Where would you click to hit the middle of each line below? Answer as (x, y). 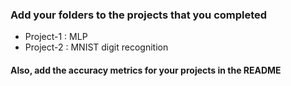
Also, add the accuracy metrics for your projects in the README (146, 70)
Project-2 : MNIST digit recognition (96, 47)
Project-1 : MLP (56, 37)
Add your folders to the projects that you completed (139, 15)
